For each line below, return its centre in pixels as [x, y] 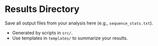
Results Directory [42, 9]
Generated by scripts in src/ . [42, 32]
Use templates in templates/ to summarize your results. [70, 38]
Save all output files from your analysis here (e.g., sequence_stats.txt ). [79, 23]
